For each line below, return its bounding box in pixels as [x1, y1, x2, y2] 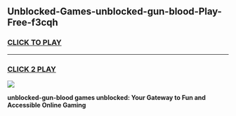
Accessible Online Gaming [7, 101, 86, 109]
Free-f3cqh [7, 17, 58, 29]
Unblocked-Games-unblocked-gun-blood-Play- [7, 6, 223, 18]
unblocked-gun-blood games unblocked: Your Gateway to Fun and [7, 93, 206, 101]
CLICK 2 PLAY [7, 64, 56, 74]
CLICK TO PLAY [7, 38, 62, 48]
